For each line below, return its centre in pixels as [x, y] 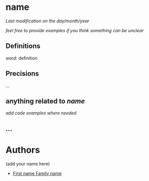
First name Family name [37, 173]
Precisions [22, 74]
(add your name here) [28, 164]
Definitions [23, 46]
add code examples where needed [41, 113]
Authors [23, 150]
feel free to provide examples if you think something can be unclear [75, 30]
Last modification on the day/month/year [48, 21]
